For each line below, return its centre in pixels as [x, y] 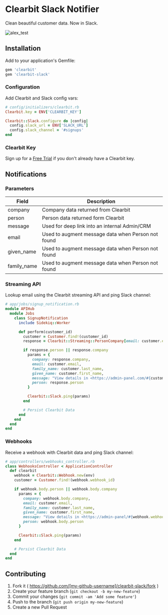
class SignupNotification [41, 318]
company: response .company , [61, 359]
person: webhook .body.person [53, 522]
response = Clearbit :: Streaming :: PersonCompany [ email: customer [91, 341]
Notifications [26, 174]
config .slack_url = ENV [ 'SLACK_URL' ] [49, 125]
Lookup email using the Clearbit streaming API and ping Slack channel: [78, 295]
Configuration [22, 87]
